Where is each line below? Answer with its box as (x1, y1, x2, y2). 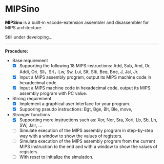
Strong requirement (12, 96, 52, 102)
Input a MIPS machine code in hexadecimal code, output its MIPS (19, 85, 151, 91)
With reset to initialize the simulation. (19, 154, 94, 160)
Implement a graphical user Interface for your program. (19, 101, 130, 107)
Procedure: (5, 48, 28, 54)
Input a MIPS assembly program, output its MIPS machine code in (19, 74, 151, 80)
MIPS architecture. (5, 24, 42, 30)
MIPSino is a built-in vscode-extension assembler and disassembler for (5, 19, 149, 25)
